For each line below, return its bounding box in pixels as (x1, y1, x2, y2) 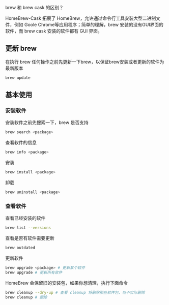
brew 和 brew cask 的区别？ (5, 5, 64, 10)
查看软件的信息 (5, 139, 37, 146)
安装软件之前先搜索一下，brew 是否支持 (5, 119, 89, 126)
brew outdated (5, 246, 36, 251)
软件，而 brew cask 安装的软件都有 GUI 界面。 (5, 28, 103, 34)
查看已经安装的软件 (5, 215, 46, 221)
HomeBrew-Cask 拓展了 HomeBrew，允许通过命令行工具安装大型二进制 (5, 15, 156, 21)
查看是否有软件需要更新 (5, 235, 54, 241)
